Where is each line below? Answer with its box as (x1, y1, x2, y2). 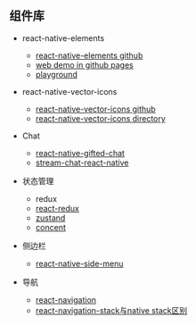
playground (35, 69, 78, 79)
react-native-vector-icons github (35, 104, 156, 114)
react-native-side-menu (35, 258, 124, 269)
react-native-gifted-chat (35, 147, 125, 158)
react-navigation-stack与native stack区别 (35, 304, 188, 315)
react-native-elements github (35, 50, 143, 61)
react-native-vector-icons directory (35, 112, 167, 123)
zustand (35, 212, 66, 223)
